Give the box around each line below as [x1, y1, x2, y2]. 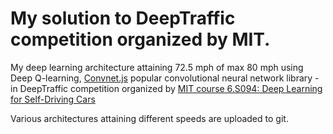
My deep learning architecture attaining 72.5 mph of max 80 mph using [10, 61, 304, 73]
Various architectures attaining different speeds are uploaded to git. [10, 112, 289, 124]
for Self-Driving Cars [10, 93, 96, 105]
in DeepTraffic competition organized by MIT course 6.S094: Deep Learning [10, 82, 323, 94]
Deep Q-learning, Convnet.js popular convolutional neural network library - [10, 72, 320, 84]
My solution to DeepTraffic [10, 7, 236, 30]
